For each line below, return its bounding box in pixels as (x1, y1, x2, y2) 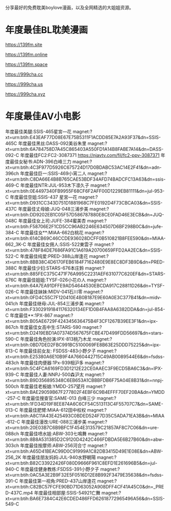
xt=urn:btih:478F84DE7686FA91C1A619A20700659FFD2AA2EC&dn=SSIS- (5, 247, 162, 253)
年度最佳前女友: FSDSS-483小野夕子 (19, 347, 96, 354)
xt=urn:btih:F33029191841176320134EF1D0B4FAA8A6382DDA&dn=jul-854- (5, 306, 165, 312)
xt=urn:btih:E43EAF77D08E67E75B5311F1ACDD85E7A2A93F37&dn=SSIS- (5, 134, 161, 140)
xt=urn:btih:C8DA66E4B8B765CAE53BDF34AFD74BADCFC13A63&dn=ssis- (5, 176, 166, 182)
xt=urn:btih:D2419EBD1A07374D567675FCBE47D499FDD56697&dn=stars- (5, 329, 164, 336)
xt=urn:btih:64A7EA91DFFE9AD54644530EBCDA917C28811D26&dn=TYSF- (5, 282, 165, 288)
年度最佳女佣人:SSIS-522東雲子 (27, 241, 93, 247)
